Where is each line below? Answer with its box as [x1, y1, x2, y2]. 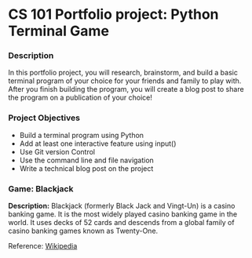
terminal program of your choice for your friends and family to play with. [8, 76, 242, 85]
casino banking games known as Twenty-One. [8, 226, 159, 236]
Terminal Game [8, 22, 110, 40]
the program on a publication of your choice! [8, 93, 153, 103]
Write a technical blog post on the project [19, 163, 154, 173]
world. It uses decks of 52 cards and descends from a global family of [8, 218, 235, 227]
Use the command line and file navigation [19, 155, 155, 165]
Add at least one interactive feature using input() [19, 139, 177, 148]
